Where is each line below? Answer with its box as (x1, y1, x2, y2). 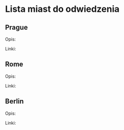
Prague (5, 23, 28, 32)
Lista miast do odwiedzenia (5, 3, 120, 15)
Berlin (5, 97, 24, 106)
